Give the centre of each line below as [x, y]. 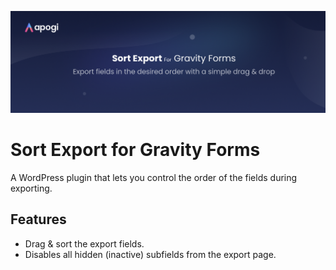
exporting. [31, 188]
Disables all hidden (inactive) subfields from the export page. [150, 254]
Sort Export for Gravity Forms [135, 150]
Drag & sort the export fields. [84, 243]
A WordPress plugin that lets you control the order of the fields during [154, 177]
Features [38, 219]
